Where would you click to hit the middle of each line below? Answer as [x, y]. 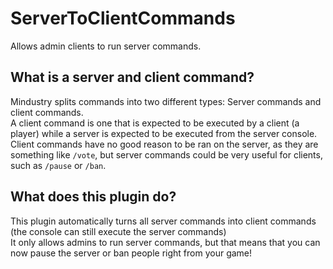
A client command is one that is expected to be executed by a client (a [155, 123]
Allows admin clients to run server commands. [106, 46]
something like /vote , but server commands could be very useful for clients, [166, 154]
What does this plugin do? [93, 197]
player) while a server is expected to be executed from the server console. [164, 133]
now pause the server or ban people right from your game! [131, 253]
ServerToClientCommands [123, 18]
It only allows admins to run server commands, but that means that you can [165, 242]
